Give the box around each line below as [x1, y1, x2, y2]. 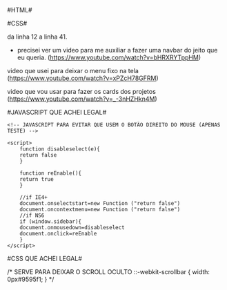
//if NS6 [19, 212, 45, 219]
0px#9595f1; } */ [7, 275, 55, 283]
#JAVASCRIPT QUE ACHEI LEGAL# [7, 108, 107, 116]
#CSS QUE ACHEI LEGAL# [7, 255, 83, 262]
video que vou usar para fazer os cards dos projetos [7, 88, 157, 95]
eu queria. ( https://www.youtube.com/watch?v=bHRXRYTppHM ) [17, 53, 201, 61]
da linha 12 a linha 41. [7, 32, 68, 41]
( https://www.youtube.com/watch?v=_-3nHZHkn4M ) [7, 95, 157, 103]
